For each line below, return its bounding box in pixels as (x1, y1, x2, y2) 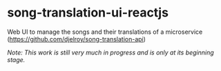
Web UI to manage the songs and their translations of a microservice (7, 28, 203, 36)
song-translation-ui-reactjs (7, 5, 169, 21)
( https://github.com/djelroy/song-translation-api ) (7, 34, 146, 43)
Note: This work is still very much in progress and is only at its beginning (7, 48, 214, 57)
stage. (7, 55, 26, 63)
